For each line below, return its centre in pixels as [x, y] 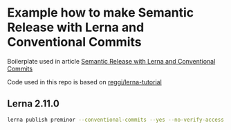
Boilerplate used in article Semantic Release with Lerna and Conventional [111, 61]
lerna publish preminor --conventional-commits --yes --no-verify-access [116, 120]
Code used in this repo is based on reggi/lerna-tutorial [85, 82]
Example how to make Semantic [101, 13]
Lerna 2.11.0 [34, 104]
